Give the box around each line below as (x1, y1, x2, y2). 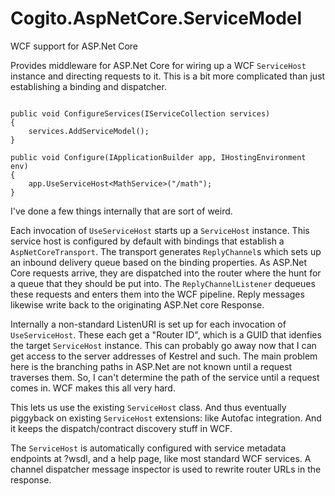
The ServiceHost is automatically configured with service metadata (10, 442, 287, 454)
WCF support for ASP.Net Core (10, 40, 139, 52)
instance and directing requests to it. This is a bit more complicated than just (10, 70, 326, 82)
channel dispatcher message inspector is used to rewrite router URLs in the (10, 463, 322, 475)
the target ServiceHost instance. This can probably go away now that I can (10, 339, 317, 351)
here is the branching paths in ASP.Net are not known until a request (10, 360, 293, 372)
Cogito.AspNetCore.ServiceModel (10, 7, 303, 30)
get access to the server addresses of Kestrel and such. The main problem (10, 350, 318, 362)
